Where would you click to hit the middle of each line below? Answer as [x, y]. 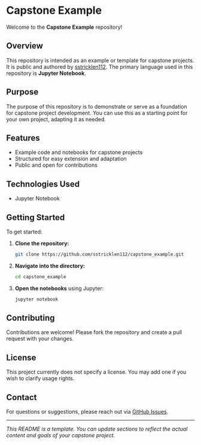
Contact [22, 397]
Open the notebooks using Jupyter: [59, 288]
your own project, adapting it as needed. [56, 119]
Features [23, 138]
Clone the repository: [42, 243]
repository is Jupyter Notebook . [46, 73]
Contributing [31, 318]
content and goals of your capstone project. [61, 435]
